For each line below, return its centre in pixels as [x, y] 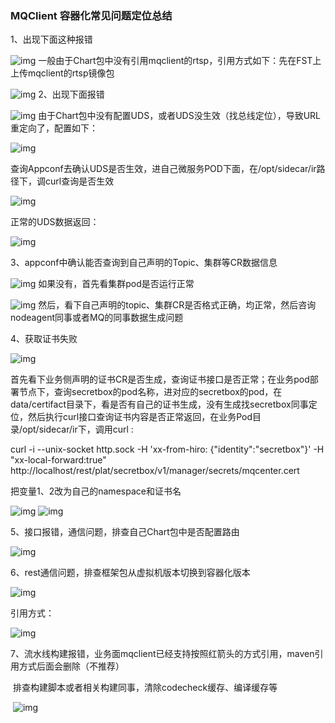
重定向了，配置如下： [54, 128]
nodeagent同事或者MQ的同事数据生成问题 [97, 318]
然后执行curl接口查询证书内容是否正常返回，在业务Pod [140, 417]
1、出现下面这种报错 [51, 39]
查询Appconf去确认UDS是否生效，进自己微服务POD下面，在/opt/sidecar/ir [163, 169]
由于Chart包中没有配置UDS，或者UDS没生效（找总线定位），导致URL [179, 116]
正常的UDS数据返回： [55, 222]
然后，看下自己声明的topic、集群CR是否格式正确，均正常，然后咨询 [177, 305]
